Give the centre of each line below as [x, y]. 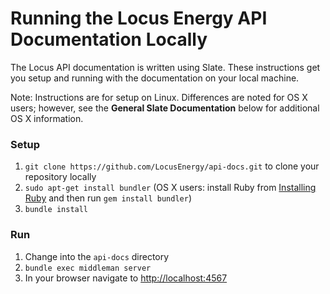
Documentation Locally [109, 39]
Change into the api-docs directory [97, 256]
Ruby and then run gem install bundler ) [108, 198]
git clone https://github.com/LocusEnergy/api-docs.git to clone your [172, 166]
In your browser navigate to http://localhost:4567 [126, 278]
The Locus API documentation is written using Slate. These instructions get [165, 67]
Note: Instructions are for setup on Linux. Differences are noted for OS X [159, 97]
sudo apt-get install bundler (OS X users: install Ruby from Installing [170, 188]
